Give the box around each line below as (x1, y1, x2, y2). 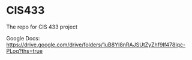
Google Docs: (6, 34, 40, 42)
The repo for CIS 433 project (6, 23, 78, 30)
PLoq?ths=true (6, 47, 43, 54)
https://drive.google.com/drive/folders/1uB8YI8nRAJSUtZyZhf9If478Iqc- (6, 41, 186, 48)
